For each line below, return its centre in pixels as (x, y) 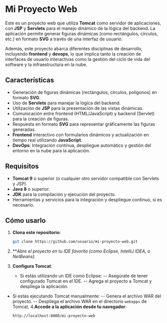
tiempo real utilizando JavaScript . (47, 140)
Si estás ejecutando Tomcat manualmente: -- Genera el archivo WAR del (87, 296)
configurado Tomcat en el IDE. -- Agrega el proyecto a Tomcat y (86, 281)
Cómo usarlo (25, 220)
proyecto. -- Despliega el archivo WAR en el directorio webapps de (80, 302)
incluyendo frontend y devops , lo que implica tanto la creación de (73, 54)
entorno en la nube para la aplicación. (51, 150)
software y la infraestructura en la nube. (46, 64)
